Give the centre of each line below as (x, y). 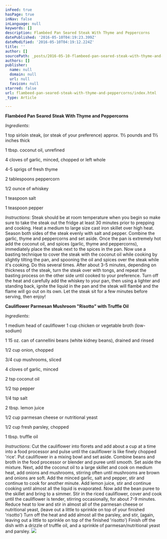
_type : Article (21, 97)
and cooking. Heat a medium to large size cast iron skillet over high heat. (80, 228)
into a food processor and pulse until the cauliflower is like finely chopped (81, 452)
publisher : (16, 65)
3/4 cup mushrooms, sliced (33, 360)
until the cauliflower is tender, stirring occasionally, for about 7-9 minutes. (81, 499)
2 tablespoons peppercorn (32, 179)
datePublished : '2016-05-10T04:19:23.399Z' (51, 38)
